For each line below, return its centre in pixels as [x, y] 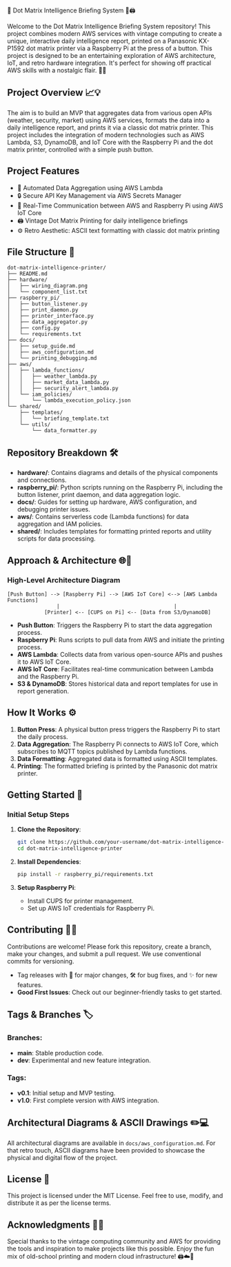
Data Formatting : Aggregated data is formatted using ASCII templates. [117, 758]
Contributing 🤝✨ [42, 930]
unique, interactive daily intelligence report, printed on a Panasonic [102, 41]
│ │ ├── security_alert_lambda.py [63, 389]
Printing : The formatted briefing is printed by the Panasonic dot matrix [117, 766]
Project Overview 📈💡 [54, 93]
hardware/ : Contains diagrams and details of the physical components [118, 473]
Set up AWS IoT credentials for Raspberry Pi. [91, 909]
